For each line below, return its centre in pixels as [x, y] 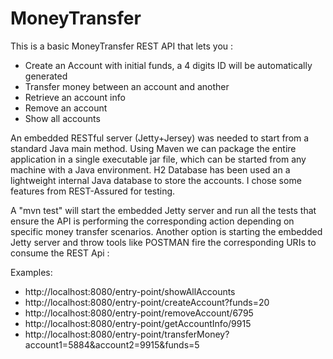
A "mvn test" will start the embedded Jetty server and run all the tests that [163, 210]
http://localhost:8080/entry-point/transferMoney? [127, 334]
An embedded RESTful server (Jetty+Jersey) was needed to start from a [160, 138]
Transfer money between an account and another [127, 86]
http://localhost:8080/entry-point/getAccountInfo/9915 [138, 323]
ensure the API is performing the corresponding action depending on [152, 221]
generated [46, 76]
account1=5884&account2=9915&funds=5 [112, 344]
